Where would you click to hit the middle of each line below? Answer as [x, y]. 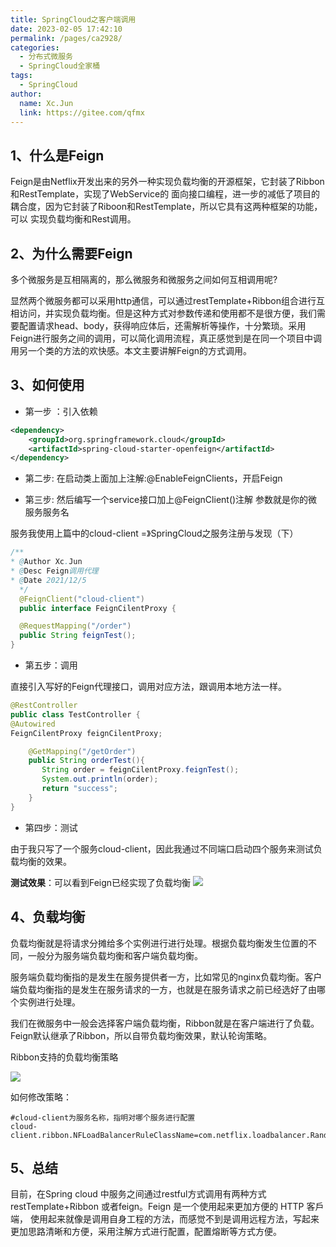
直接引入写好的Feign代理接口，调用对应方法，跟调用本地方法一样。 [149, 687]
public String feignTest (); [78, 636]
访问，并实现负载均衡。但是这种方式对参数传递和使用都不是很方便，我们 [167, 313]
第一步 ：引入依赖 [61, 411]
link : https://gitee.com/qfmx [82, 112]
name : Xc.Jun [46, 103]
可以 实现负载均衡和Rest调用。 [73, 219]
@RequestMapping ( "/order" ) [75, 626]
